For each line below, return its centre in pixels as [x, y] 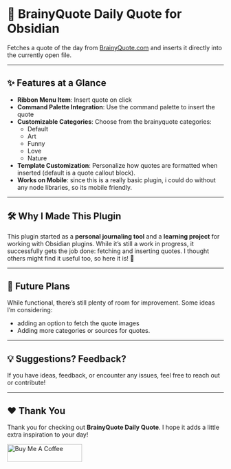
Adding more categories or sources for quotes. [84, 331]
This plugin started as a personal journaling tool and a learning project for [113, 236]
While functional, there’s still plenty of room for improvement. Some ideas [111, 303]
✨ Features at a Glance [57, 83]
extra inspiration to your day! [48, 435]
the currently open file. [40, 55]
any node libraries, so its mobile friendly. [75, 187]
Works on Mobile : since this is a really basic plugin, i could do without [116, 180]
